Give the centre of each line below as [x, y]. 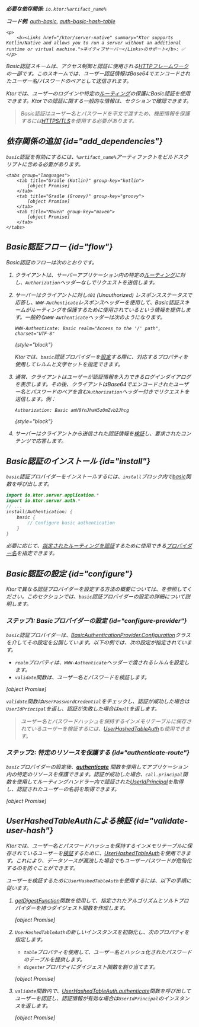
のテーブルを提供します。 [54, 959]
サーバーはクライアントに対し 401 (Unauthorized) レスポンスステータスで [103, 295]
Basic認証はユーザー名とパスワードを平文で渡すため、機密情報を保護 [105, 113]
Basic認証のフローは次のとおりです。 [52, 262]
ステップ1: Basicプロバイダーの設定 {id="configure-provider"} [97, 621]
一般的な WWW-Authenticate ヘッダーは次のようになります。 [95, 317]
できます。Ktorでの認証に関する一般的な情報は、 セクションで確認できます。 [99, 101]
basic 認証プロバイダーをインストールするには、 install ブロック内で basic [96, 476]
